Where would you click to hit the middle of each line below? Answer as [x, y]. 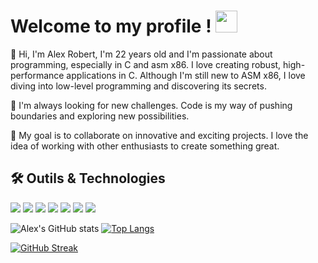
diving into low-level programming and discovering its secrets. [138, 86]
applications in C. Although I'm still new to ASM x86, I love [186, 75]
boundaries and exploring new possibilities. [100, 116]
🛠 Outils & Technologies [88, 178]
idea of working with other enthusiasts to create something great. [145, 146]
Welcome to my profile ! [111, 26]
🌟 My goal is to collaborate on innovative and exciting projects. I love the [159, 135]
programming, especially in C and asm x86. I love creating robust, [146, 64]
